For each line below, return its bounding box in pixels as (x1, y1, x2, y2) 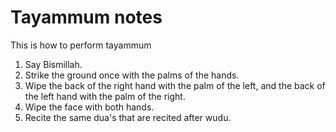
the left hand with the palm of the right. (24, 90, 186, 102)
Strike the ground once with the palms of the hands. (24, 69, 240, 81)
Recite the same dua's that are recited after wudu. (24, 111, 232, 123)
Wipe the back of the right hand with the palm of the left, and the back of (24, 79, 326, 91)
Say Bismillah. (24, 58, 83, 70)
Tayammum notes (10, 6, 163, 29)
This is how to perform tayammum (10, 39, 152, 51)
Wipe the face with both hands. (24, 101, 155, 113)
